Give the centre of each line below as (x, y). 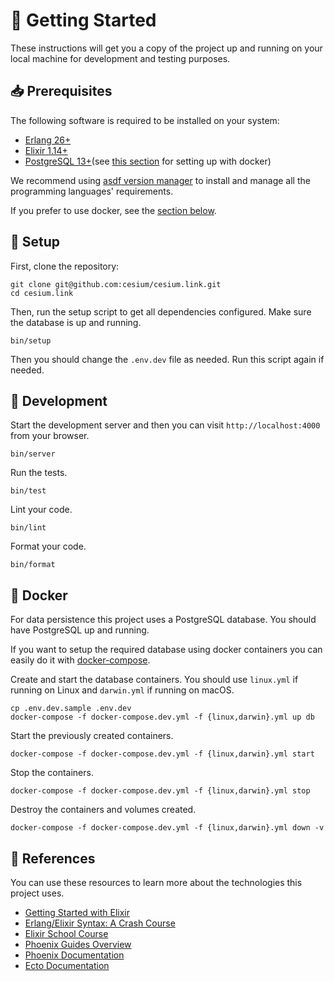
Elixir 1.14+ (46, 150)
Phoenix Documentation (74, 955)
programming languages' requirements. (92, 191)
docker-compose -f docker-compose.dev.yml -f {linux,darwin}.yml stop (160, 791)
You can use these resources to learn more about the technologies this (156, 882)
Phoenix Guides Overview (78, 944)
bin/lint (28, 528)
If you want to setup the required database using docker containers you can (166, 650)
